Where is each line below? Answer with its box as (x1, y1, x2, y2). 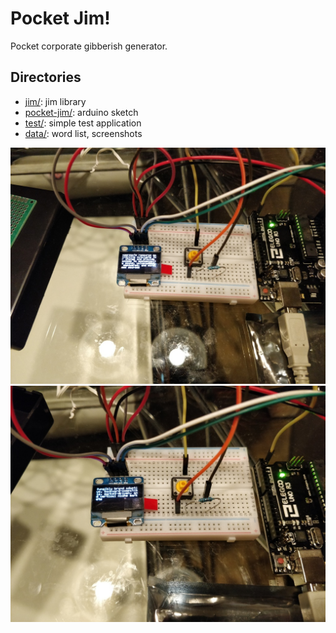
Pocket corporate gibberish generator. (10, 40, 168, 52)
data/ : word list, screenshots (24, 127, 143, 139)
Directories (10, 69, 82, 86)
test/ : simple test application (24, 117, 142, 129)
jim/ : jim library (24, 95, 87, 107)
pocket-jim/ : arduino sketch (24, 106, 139, 118)
